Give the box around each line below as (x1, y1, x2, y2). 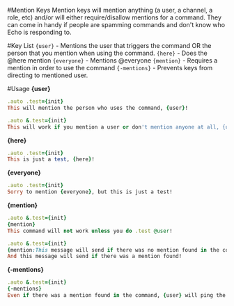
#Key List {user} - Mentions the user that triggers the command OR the (7, 42, 212, 49)
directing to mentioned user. (7, 71, 88, 79)
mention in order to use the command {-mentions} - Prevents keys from (7, 64, 213, 72)
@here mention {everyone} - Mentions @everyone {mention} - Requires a (7, 56, 218, 65)
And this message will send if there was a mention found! (7, 253, 182, 260)
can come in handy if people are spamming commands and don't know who (7, 21, 225, 29)
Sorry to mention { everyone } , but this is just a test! (7, 188, 173, 195)
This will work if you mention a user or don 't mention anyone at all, (7, 123, 219, 131)
